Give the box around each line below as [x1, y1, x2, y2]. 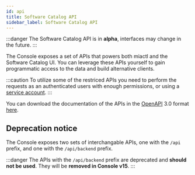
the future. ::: [6, 41, 37, 48]
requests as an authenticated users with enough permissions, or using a [6, 83, 180, 90]
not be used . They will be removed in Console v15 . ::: [6, 163, 135, 170]
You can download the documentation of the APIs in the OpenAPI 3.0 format [6, 100, 189, 107]
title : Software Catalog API [6, 14, 77, 20]
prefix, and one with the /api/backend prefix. [6, 145, 113, 152]
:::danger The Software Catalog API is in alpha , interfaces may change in [6, 36, 182, 43]
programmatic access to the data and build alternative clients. [6, 65, 155, 72]
